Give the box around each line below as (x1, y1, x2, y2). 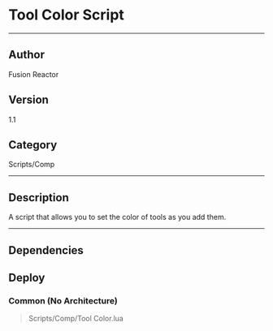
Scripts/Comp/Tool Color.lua (28, 314, 123, 324)
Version (8, 93, 49, 107)
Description (8, 191, 69, 204)
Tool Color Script (8, 6, 124, 24)
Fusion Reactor (8, 69, 59, 79)
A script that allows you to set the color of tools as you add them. (8, 213, 227, 222)
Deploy (8, 270, 45, 285)
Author (8, 48, 45, 62)
